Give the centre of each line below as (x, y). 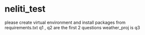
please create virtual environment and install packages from (65, 22)
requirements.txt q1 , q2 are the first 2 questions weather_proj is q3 (72, 27)
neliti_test (25, 9)
